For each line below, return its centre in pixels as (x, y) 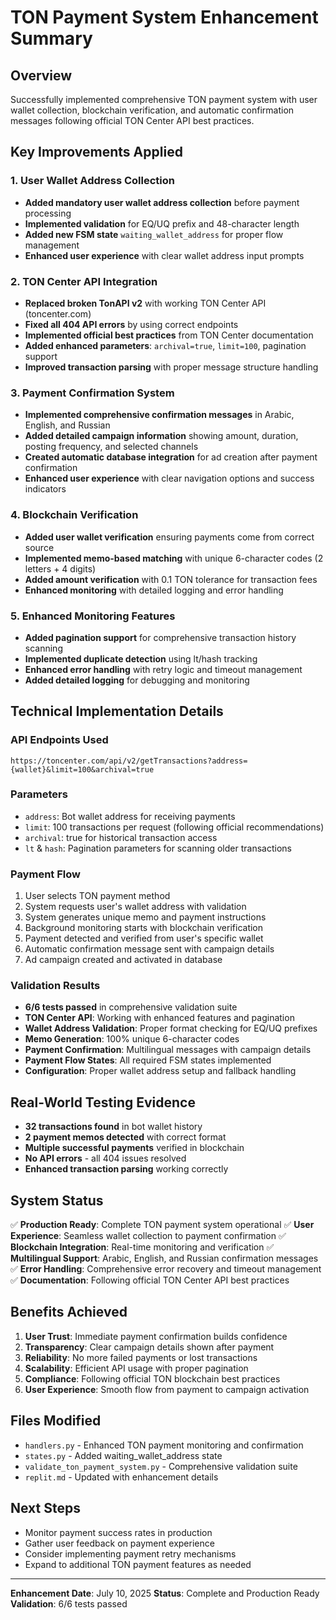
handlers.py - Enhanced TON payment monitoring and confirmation (164, 1445)
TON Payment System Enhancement (164, 17)
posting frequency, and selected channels (111, 447)
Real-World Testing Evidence (103, 1102)
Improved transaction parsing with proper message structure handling (171, 367)
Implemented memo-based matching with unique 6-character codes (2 (174, 558)
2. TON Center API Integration (84, 281)
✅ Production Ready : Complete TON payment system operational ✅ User (162, 1225)
